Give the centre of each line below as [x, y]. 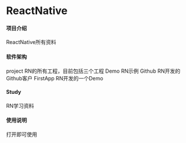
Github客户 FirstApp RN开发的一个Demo [55, 78]
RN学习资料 [20, 105]
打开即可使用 [21, 134]
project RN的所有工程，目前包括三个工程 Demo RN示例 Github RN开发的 [93, 71]
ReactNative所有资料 [31, 42]
